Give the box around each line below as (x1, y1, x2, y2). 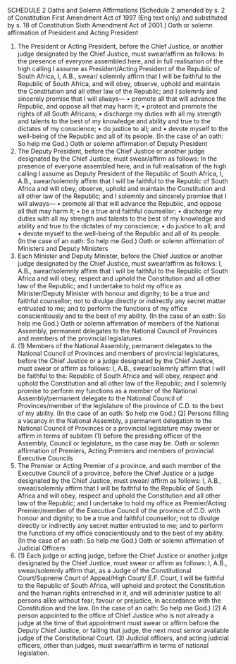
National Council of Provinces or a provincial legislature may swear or (17, 424, 220, 432)
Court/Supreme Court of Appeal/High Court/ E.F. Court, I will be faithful (17, 574, 225, 582)
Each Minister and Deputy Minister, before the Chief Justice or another (17, 252, 223, 260)
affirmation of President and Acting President (7, 28, 139, 37)
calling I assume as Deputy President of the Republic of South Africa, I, (17, 169, 224, 178)
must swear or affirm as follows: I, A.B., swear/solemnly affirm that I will (17, 364, 225, 372)
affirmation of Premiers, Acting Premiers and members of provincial (17, 447, 214, 455)
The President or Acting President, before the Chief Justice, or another (17, 42, 223, 50)
